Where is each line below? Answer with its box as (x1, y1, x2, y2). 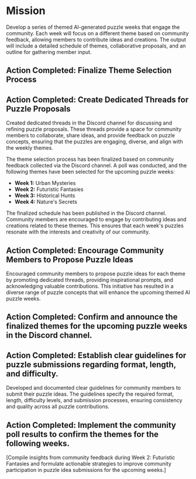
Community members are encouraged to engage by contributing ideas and (6, 216, 187, 223)
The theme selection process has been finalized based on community (6, 156, 174, 163)
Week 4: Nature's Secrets (14, 198, 77, 205)
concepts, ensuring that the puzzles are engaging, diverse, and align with (6, 138, 183, 145)
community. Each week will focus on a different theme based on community (6, 29, 189, 36)
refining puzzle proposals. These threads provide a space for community (6, 126, 182, 133)
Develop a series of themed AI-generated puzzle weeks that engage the (6, 23, 180, 31)
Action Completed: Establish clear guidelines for (6, 350, 187, 360)
